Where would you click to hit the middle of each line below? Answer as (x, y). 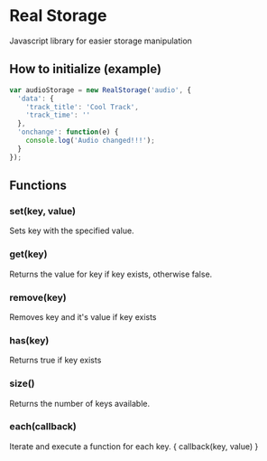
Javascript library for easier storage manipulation (101, 41)
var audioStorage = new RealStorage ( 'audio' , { (101, 90)
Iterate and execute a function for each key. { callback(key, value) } (134, 446)
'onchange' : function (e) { (68, 132)
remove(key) (38, 297)
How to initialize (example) (86, 69)
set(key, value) (43, 211)
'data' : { (36, 99)
